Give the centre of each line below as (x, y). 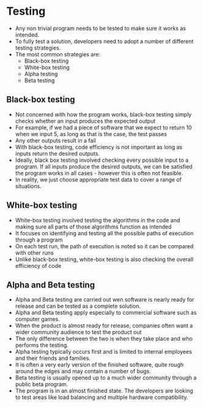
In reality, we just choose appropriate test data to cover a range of (98, 180)
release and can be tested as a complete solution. (78, 306)
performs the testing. (42, 345)
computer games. (37, 319)
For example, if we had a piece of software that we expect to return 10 (103, 127)
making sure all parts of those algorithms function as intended (94, 226)
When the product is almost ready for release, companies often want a (104, 325)
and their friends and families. (53, 358)
